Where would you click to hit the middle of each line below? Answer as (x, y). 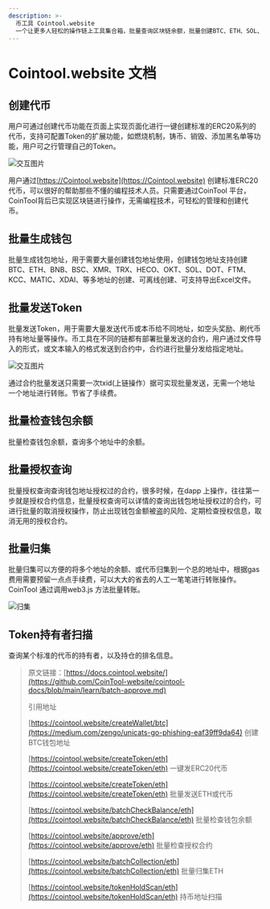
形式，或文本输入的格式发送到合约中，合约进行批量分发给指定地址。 (135, 349)
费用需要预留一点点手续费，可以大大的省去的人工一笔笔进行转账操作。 (125, 579)
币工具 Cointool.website (55, 23)
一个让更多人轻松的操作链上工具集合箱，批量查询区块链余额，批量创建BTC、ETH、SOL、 (139, 31)
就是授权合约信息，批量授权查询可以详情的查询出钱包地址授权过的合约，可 (138, 500)
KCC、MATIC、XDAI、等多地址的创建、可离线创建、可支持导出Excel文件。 (132, 280)
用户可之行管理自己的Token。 (71, 147)
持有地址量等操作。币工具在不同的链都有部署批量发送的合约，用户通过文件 (131, 338)
